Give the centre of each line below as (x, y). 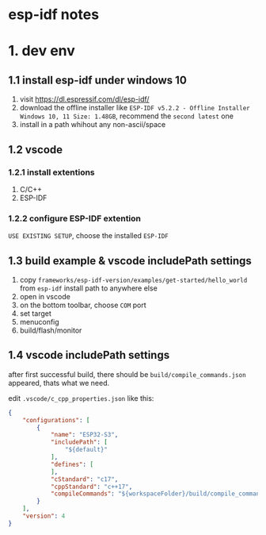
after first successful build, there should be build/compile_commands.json (127, 374)
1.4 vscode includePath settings (89, 355)
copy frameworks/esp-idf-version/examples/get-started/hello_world (133, 279)
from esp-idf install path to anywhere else (89, 288)
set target (35, 313)
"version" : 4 (44, 516)
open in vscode (45, 296)
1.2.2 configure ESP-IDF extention (74, 218)
